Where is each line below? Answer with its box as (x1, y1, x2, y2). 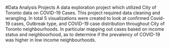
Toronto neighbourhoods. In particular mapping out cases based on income (5, 26, 164, 32)
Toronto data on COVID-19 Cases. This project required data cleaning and (5, 10, 160, 16)
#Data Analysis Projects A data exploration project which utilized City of (5, 5, 157, 10)
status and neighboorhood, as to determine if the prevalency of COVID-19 (5, 32, 160, 37)
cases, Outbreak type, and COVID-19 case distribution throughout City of (11, 20, 165, 27)
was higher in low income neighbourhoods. (5, 37, 96, 43)
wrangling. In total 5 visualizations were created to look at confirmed (5, 15, 150, 21)
